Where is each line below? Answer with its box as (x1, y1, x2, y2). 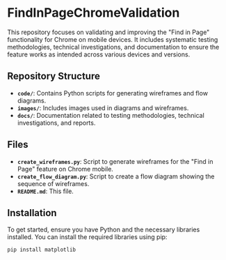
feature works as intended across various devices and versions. (7, 50, 191, 59)
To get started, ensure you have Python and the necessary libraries (7, 225, 200, 234)
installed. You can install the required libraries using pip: (7, 233, 168, 241)
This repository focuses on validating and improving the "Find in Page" (7, 28, 210, 36)
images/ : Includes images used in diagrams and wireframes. (17, 103, 189, 112)
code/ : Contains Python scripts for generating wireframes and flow (17, 89, 209, 97)
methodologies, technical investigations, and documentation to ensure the (7, 43, 220, 51)
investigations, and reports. (17, 118, 96, 127)
